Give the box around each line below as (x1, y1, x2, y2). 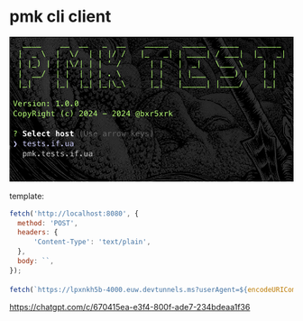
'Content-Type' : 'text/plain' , (32, 237, 151, 247)
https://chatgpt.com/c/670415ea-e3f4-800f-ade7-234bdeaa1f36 (9, 301, 251, 312)
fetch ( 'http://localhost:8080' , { (9, 209, 140, 218)
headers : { (17, 228, 59, 237)
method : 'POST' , (17, 218, 78, 227)
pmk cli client (9, 6, 112, 27)
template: (9, 190, 45, 201)
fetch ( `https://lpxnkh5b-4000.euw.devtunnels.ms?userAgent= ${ (9, 285, 248, 294)
